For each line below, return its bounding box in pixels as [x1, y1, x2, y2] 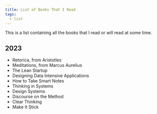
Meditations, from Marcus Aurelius [12, 62, 82, 68]
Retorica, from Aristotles [12, 57, 62, 63]
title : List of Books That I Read [5, 7, 76, 12]
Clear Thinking [12, 99, 42, 105]
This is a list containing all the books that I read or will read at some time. [5, 30, 152, 36]
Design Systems [12, 88, 46, 94]
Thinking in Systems [12, 83, 53, 89]
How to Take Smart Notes [12, 78, 64, 84]
